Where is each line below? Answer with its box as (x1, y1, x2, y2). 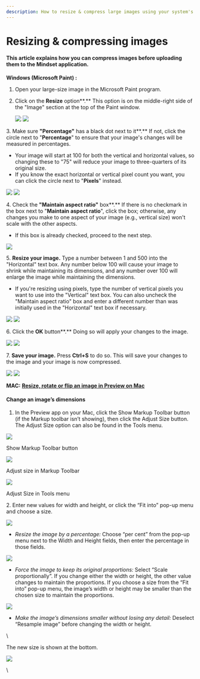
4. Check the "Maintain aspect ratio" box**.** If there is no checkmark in (6, 201, 187, 208)
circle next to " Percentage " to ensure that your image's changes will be (6, 134, 183, 141)
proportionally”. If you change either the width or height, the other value (14, 573, 192, 580)
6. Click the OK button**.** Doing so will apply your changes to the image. (6, 328, 189, 335)
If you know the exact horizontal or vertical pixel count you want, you (14, 171, 185, 178)
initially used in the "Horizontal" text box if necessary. (14, 304, 147, 311)
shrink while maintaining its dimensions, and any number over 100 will (6, 267, 178, 275)
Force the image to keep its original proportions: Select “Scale (14, 566, 168, 573)
